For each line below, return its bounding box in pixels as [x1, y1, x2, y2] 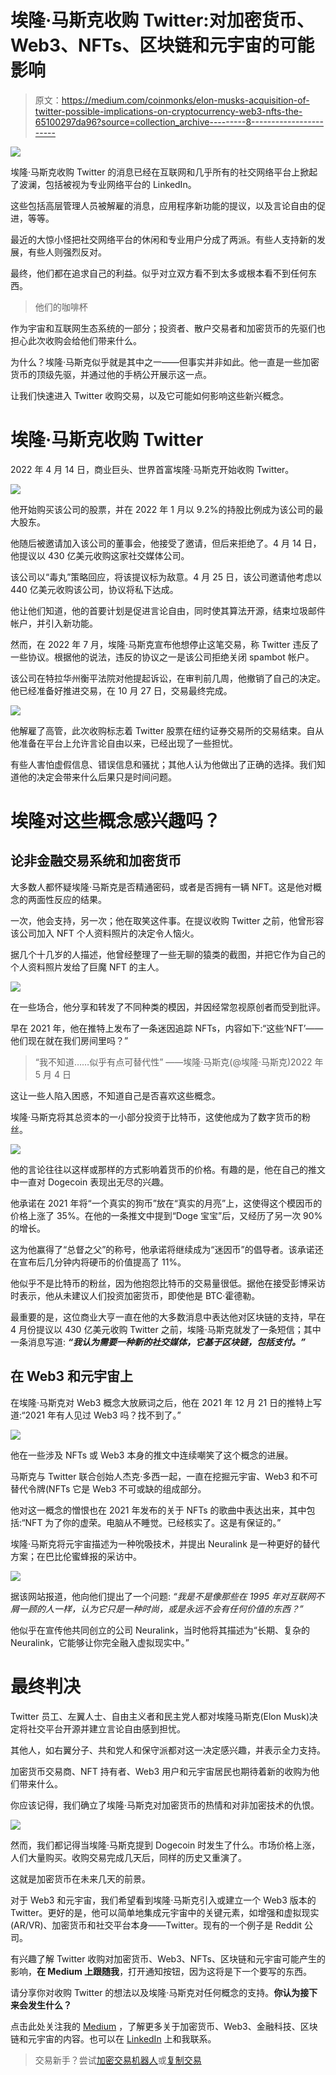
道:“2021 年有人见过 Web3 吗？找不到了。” [10, 1409, 182, 1421]
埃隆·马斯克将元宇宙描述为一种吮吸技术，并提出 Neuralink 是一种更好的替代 [10, 1537, 320, 1550]
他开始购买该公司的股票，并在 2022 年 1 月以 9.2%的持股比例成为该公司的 [10, 503, 315, 515]
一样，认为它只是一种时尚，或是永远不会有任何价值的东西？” [53, 1602, 304, 1615]
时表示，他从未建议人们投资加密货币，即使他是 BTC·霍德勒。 [10, 1289, 261, 1301]
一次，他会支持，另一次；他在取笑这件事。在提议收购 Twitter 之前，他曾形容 [10, 914, 325, 926]
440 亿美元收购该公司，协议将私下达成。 [10, 583, 179, 595]
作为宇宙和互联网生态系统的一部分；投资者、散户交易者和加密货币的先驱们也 [10, 322, 326, 334]
